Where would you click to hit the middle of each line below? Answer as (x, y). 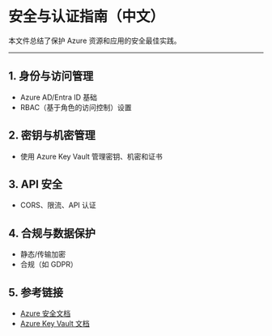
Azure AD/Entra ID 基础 (58, 97)
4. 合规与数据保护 (52, 233)
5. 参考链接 (36, 292)
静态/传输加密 (43, 254)
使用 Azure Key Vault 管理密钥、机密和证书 (91, 156)
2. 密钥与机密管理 (52, 136)
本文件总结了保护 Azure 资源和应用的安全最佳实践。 (95, 40)
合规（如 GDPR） (49, 265)
